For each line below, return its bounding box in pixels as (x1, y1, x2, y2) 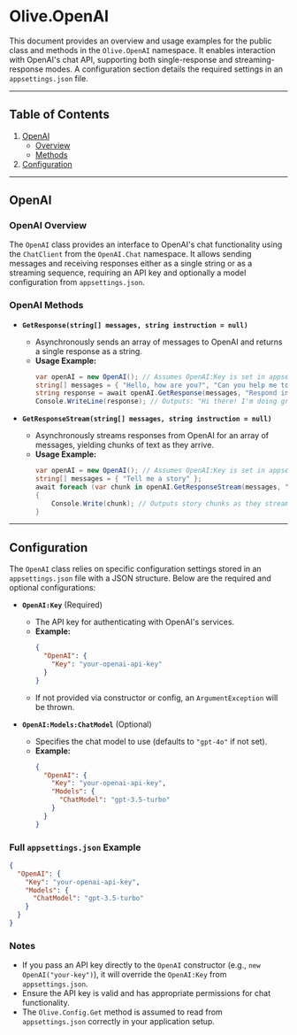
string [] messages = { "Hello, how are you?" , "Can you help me (34, 381, 278, 390)
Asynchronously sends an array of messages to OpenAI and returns (34, 336, 283, 347)
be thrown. (34, 701, 75, 712)
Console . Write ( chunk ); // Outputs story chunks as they (51, 498, 262, 508)
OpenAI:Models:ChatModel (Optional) (21, 719, 152, 730)
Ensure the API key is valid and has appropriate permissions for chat (21, 988, 271, 999)
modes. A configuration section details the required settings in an (45, 64, 284, 74)
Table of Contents (9, 107, 110, 122)
